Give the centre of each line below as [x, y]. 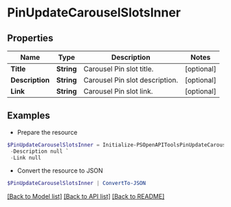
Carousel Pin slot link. [118, 91]
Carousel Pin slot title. [119, 69]
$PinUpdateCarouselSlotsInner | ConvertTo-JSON [77, 184]
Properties [30, 38]
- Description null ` [40, 151]
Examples [29, 116]
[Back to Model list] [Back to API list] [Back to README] [86, 197]
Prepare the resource [47, 132]
